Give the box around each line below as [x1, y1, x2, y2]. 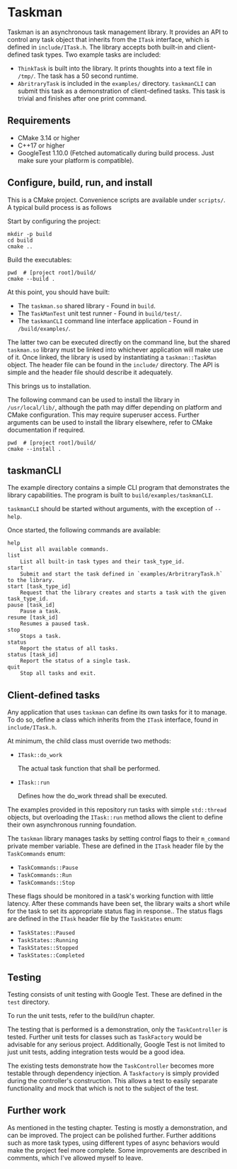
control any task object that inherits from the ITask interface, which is [7, 35, 210, 43]
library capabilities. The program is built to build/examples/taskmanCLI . [7, 491, 214, 500]
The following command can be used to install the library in [7, 395, 180, 404]
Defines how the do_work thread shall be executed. [17, 792, 168, 800]
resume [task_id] [7, 614, 59, 621]
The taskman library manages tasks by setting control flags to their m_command [7, 834, 230, 843]
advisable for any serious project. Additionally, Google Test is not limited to [7, 1040, 226, 1048]
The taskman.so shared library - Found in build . [17, 301, 156, 310]
